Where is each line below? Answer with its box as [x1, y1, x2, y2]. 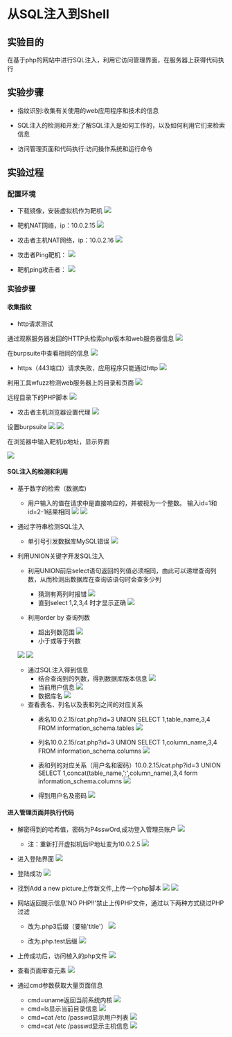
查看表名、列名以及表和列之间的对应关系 [27, 700, 143, 708]
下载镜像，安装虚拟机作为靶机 [17, 206, 102, 215]
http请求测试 [17, 320, 53, 328]
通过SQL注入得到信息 [27, 665, 89, 674]
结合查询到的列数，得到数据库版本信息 [37, 674, 148, 683]
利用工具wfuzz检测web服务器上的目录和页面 [7, 378, 134, 387]
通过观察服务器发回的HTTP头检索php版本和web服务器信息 [7, 334, 175, 342]
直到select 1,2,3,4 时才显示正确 [37, 598, 127, 607]
